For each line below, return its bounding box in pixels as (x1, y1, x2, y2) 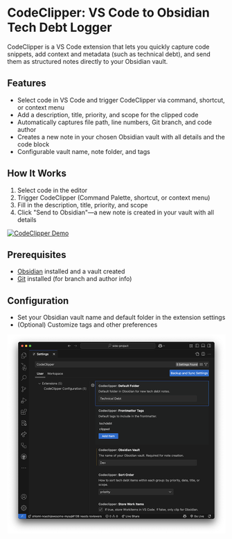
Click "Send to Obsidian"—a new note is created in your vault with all (17, 208, 215, 216)
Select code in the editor (17, 186, 88, 194)
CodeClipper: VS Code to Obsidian (7, 5, 210, 21)
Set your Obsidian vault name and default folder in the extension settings (17, 314, 226, 322)
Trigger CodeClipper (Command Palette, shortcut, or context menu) (17, 193, 211, 202)
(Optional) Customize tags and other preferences (17, 320, 158, 329)
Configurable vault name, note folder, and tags (17, 147, 150, 155)
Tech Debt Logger (7, 19, 112, 35)
